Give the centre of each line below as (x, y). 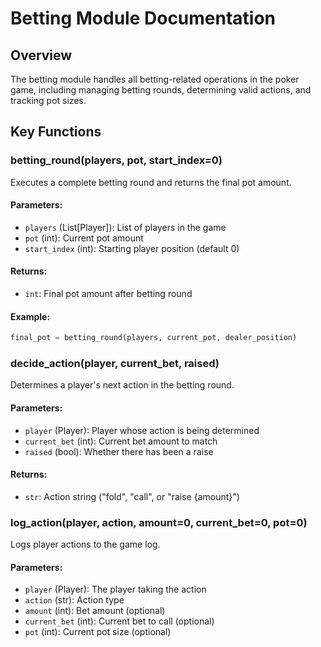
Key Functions (56, 132)
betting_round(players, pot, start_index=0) (116, 160)
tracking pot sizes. (48, 100)
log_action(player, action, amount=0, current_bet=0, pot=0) (159, 522)
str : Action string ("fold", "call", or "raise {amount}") (132, 496)
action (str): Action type (74, 600)
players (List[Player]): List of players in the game (125, 227)
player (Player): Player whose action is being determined (142, 430)
